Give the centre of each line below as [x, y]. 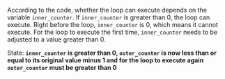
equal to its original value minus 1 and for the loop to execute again [106, 60]
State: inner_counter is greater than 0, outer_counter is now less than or [112, 53]
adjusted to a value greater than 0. [56, 39]
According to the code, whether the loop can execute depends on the [107, 10]
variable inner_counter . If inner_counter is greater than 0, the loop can [109, 17]
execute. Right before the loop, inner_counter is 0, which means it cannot [113, 25]
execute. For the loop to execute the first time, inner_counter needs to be [113, 32]
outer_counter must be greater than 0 [62, 68]
